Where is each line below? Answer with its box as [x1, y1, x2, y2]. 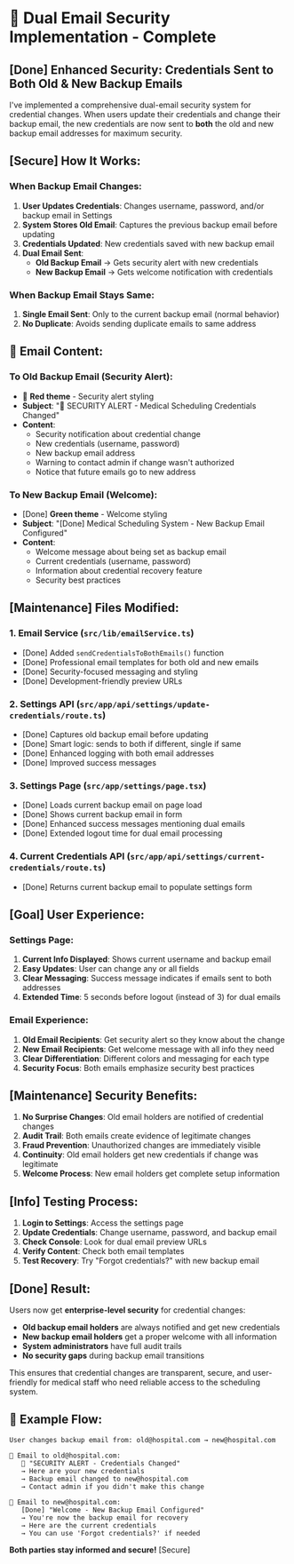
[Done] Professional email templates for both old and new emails [21, 656, 259, 667]
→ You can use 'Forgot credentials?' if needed [20, 1528, 201, 1537]
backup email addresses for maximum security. [9, 128, 183, 139]
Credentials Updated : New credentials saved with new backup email [21, 238, 275, 249]
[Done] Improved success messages [21, 757, 157, 767]
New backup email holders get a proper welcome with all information [21, 1331, 277, 1342]
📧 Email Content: [9, 344, 104, 359]
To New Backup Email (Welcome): [9, 488, 158, 501]
